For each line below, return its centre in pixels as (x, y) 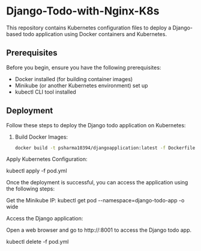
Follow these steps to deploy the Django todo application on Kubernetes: (96, 125)
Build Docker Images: (41, 137)
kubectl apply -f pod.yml (37, 171)
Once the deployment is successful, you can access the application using (97, 183)
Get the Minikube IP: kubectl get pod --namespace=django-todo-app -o (95, 201)
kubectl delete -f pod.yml (37, 242)
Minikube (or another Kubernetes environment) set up (81, 85)
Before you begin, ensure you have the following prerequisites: (84, 67)
